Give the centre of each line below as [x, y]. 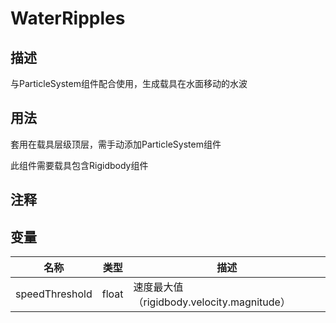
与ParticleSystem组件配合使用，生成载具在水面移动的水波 [129, 83]
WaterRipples [68, 18]
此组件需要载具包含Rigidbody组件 [79, 165]
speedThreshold [54, 294]
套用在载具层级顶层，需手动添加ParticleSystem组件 [116, 144]
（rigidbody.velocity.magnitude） [212, 302]
